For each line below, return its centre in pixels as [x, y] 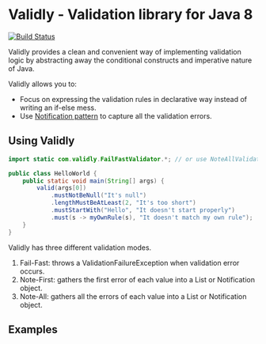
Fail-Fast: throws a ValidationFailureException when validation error [129, 263]
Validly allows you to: [43, 84]
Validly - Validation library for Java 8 [131, 15]
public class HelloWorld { [53, 173]
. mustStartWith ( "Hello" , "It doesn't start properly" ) [143, 210]
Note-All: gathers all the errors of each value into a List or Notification [133, 296]
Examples [33, 329]
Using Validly [42, 141]
